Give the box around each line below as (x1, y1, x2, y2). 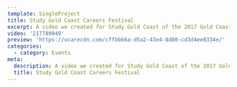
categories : (7, 43, 42, 50)
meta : (7, 56, 23, 63)
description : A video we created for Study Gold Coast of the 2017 (13, 62, 217, 69)
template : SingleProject (7, 10, 80, 18)
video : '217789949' (7, 29, 65, 37)
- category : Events (13, 50, 71, 57)
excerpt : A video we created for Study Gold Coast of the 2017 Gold (7, 23, 213, 30)
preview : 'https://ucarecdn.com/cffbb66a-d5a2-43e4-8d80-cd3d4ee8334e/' (7, 36, 226, 43)
